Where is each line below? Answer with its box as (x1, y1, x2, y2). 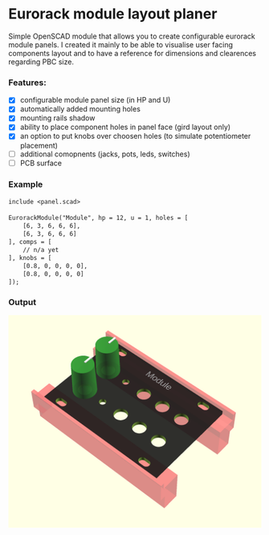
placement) (19, 140, 59, 150)
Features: (8, 77, 47, 88)
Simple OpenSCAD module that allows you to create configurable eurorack (8, 31, 255, 41)
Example (8, 178, 43, 189)
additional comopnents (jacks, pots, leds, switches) (19, 149, 190, 159)
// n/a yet (22, 245, 59, 253)
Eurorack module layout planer (8, 5, 218, 23)
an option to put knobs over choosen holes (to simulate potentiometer (19, 132, 251, 141)
